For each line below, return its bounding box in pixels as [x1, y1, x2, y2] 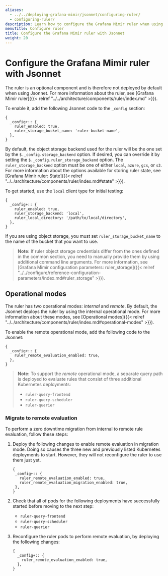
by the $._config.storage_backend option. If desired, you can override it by [5, 151, 160, 157]
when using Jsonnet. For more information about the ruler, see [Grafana [5, 90, 154, 96]
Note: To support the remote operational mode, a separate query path [17, 371, 163, 377]
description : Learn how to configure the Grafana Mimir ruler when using [5, 21, 163, 27]
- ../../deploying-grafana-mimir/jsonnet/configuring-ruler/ [10, 12, 141, 17]
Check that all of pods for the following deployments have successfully [12, 498, 160, 504]
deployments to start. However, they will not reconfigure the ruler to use [12, 451, 162, 457]
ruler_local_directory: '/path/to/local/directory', [14, 215, 127, 220]
